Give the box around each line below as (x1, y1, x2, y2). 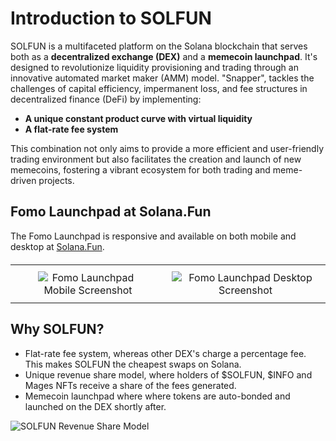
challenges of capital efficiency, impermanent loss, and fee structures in (10, 82, 308, 94)
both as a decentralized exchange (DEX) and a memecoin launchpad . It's (10, 50, 318, 62)
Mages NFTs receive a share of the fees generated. (24, 379, 237, 391)
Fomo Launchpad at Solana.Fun (10, 203, 212, 221)
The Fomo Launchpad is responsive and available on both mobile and (10, 230, 297, 242)
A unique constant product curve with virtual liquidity (24, 112, 253, 124)
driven (10, 174, 37, 186)
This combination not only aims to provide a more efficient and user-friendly (10, 142, 324, 154)
